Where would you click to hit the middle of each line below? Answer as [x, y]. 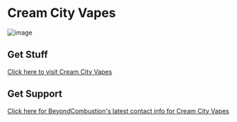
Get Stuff [28, 55]
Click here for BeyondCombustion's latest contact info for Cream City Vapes [118, 111]
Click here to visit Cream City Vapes [60, 71]
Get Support [35, 94]
